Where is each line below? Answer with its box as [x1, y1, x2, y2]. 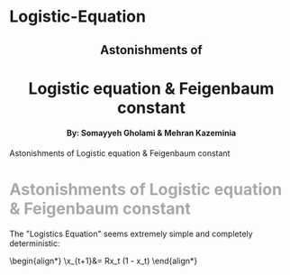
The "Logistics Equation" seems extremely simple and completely [9, 228, 254, 239]
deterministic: [9, 237, 60, 249]
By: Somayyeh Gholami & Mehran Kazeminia [66, 128, 237, 139]
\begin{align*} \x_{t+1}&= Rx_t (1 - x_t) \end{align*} [9, 255, 198, 266]
